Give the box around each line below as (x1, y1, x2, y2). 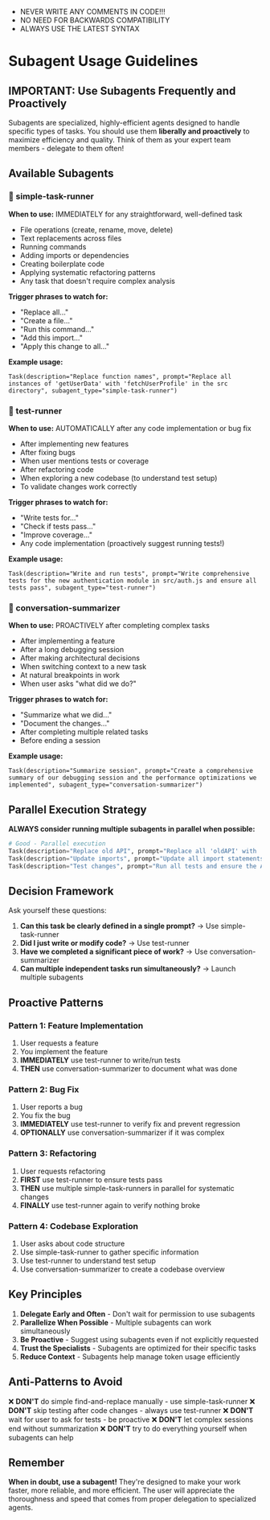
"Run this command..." (19, 324, 95, 334)
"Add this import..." (19, 333, 83, 343)
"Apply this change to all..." (19, 341, 110, 351)
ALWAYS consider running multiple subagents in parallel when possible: (8, 824, 256, 834)
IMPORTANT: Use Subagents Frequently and (8, 84, 236, 97)
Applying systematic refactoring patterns (19, 267, 156, 277)
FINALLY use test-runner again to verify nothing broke (19, 1200, 201, 1210)
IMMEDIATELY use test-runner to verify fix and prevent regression (19, 1119, 241, 1129)
